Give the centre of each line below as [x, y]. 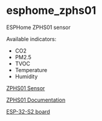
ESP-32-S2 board [28, 111]
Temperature [31, 70]
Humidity [26, 76]
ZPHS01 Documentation [36, 100]
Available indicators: [31, 39]
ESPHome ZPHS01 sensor [38, 27]
